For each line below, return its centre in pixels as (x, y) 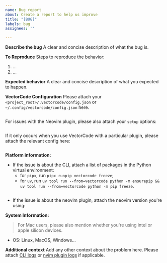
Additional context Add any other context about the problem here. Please (82, 250)
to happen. (16, 87)
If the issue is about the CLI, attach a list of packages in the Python (82, 165)
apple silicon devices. (40, 230)
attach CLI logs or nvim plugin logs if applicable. (55, 255)
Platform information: (28, 155)
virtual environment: (33, 170)
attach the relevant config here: (38, 141)
